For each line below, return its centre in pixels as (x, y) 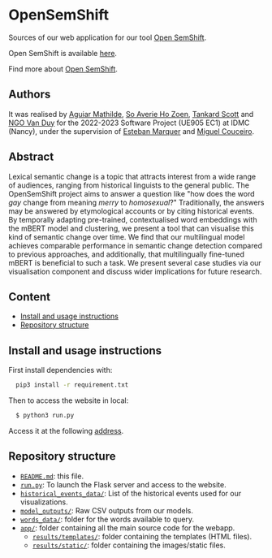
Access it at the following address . (66, 430)
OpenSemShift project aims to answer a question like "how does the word (132, 193)
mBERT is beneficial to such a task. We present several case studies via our (135, 262)
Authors (30, 95)
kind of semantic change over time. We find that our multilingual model (127, 236)
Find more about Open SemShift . (63, 69)
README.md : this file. (52, 476)
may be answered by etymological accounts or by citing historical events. (131, 211)
